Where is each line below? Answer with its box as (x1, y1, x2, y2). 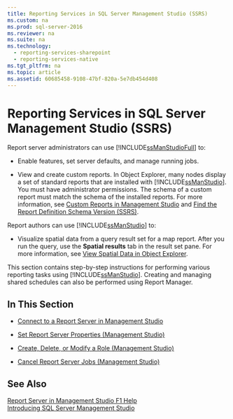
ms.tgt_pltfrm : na (7, 62, 61, 69)
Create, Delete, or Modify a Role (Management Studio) (17, 344, 175, 353)
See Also (7, 378, 47, 390)
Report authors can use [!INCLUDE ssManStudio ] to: (7, 221, 156, 229)
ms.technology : (7, 43, 52, 50)
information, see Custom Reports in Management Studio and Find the (17, 200, 218, 208)
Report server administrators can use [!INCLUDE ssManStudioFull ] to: (7, 143, 206, 152)
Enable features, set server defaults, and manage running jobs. (17, 157, 199, 165)
